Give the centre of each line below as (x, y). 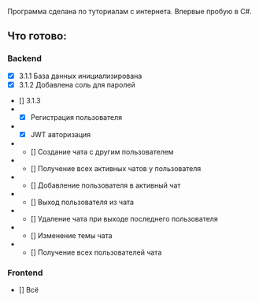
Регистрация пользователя (76, 117)
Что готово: (37, 36)
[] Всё (29, 290)
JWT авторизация (61, 134)
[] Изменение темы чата (71, 235)
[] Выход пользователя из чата (82, 202)
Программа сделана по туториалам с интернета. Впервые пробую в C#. (130, 11)
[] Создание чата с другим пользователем (102, 151)
